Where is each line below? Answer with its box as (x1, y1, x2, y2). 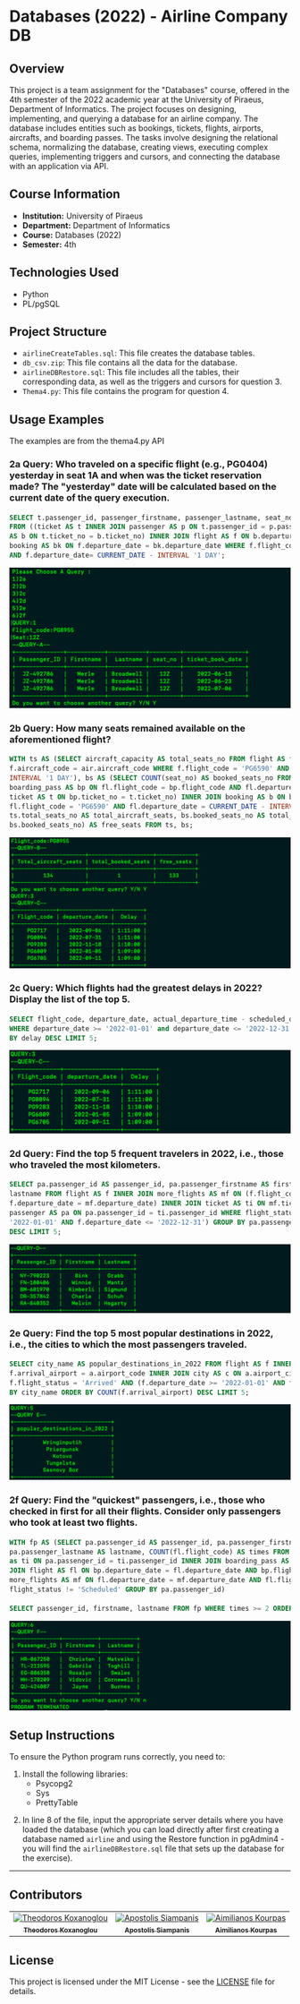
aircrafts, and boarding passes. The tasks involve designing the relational (9, 133, 279, 142)
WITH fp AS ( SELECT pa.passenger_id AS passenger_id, (9, 1537, 214, 1546)
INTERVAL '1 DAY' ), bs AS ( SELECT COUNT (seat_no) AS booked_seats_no (9, 773, 274, 783)
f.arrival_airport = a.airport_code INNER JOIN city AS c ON (9, 1368, 242, 1378)
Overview (9, 61, 65, 76)
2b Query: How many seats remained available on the (9, 722, 246, 734)
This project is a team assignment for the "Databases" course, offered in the (9, 85, 290, 95)
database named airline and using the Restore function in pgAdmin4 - (21, 1834, 285, 1845)
